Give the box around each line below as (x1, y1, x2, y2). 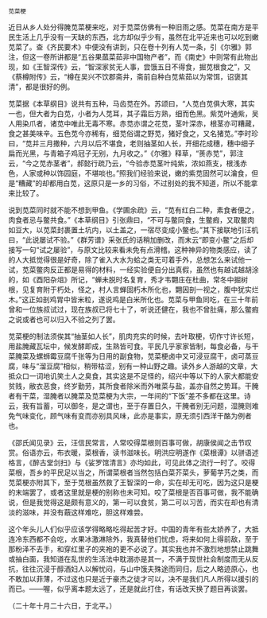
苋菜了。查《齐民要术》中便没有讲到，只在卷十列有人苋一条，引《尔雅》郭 (8, 42, 252, 52)
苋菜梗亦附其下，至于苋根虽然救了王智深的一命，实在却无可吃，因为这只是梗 (8, 478, 259, 487)
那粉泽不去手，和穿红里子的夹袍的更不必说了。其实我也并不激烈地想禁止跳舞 (8, 544, 259, 554)
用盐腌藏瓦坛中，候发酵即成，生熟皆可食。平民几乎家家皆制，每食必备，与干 (8, 341, 259, 351)
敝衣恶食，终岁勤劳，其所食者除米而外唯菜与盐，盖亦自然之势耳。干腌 (29, 381, 259, 391)
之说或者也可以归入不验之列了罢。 (8, 315, 120, 324)
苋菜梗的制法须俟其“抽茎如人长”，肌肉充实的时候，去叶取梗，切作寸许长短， (8, 332, 258, 340)
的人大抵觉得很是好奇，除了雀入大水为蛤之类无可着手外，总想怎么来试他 (8, 255, 245, 264)
